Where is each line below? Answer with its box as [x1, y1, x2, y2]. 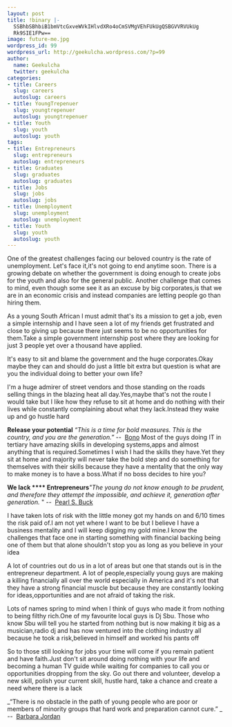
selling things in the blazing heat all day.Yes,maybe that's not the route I [7, 391, 211, 399]
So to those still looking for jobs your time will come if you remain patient [7, 647, 214, 656]
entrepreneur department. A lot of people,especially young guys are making [7, 569, 223, 577]
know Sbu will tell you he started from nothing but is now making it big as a [7, 619, 221, 627]
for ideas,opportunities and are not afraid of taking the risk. [7, 591, 175, 600]
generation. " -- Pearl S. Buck [7, 498, 93, 506]
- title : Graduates [7, 164, 64, 172]
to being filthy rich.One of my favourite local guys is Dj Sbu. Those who [7, 612, 209, 620]
